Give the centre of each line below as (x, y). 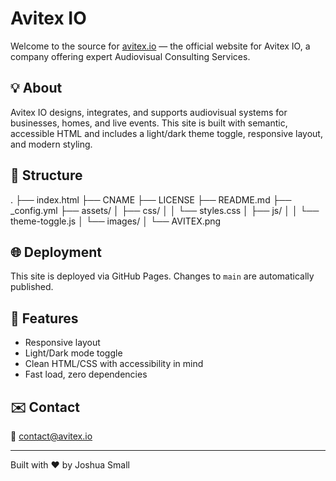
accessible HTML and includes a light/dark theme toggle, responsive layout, (166, 133)
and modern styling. (51, 144)
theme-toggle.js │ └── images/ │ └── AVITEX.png (116, 221)
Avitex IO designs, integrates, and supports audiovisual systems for (149, 112)
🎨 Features (44, 318)
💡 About (36, 88)
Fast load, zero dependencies (86, 374)
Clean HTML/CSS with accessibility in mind (114, 364)
